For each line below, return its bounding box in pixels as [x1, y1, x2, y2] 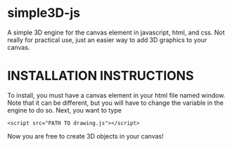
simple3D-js [7, 5, 81, 21]
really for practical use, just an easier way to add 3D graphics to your [7, 35, 207, 44]
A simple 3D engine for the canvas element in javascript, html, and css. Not [7, 28, 225, 37]
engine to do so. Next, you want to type [7, 106, 122, 114]
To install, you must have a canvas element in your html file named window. [7, 91, 226, 99]
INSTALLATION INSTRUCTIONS [7, 68, 195, 84]
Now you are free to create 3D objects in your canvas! [7, 132, 164, 140]
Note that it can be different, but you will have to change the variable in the [7, 98, 224, 107]
